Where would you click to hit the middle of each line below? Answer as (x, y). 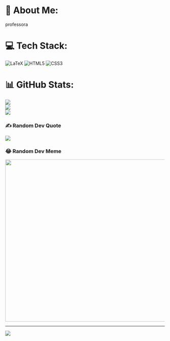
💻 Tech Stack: (36, 46)
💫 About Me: (32, 10)
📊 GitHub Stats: (40, 85)
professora (17, 24)
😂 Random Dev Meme (33, 151)
